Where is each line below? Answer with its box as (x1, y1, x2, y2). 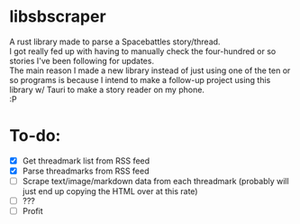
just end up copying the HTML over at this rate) (22, 186, 198, 197)
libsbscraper (9, 6, 106, 27)
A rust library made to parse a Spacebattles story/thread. (9, 36, 221, 47)
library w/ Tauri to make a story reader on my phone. (9, 84, 205, 95)
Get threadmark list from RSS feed (22, 155, 150, 166)
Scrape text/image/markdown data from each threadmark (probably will (22, 176, 290, 186)
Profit (22, 206, 43, 217)
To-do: (9, 126, 61, 146)
